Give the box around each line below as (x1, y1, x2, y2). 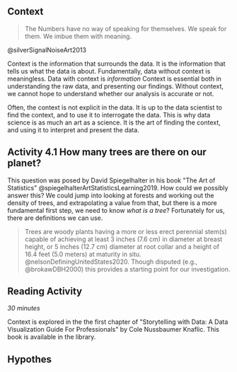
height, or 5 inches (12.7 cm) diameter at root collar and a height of (24, 242, 219, 250)
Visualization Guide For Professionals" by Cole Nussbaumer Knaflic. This (7, 325, 219, 334)
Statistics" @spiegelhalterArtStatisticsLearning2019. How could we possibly (7, 183, 229, 192)
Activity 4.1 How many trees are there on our (7, 146, 207, 158)
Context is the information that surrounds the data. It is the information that (7, 59, 226, 68)
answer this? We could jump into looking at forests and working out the (7, 191, 214, 199)
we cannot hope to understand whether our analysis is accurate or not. (7, 89, 214, 98)
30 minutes (7, 304, 40, 313)
